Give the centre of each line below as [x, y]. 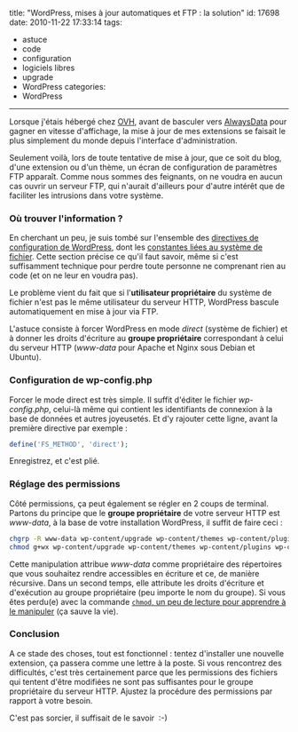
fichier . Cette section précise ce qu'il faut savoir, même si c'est [124, 257]
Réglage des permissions [65, 484]
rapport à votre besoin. [51, 700]
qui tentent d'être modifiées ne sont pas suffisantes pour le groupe [131, 681]
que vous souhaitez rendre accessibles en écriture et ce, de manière [134, 573]
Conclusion [35, 634]
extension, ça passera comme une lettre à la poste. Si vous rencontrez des [145, 663]
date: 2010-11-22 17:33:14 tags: [66, 22]
